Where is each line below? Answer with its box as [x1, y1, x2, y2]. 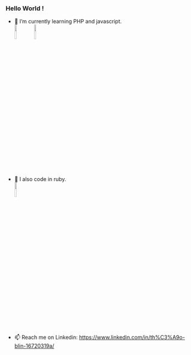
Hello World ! [5, 4, 44, 13]
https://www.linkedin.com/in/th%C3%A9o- [79, 334, 185, 341]
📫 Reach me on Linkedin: [14, 334, 78, 341]
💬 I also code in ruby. [14, 176, 66, 183]
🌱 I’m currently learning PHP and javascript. [14, 18, 122, 25]
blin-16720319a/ [14, 342, 54, 350]
